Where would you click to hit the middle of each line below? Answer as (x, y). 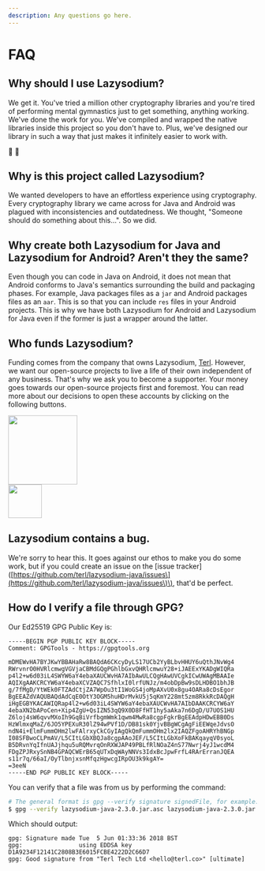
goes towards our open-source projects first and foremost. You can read (126, 388)
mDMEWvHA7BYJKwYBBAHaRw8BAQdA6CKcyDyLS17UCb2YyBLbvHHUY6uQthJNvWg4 (121, 662)
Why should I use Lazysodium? (86, 84)
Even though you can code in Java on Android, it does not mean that (119, 276)
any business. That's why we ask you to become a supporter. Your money (128, 379)
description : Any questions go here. (70, 15)
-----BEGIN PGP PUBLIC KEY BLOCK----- (72, 641)
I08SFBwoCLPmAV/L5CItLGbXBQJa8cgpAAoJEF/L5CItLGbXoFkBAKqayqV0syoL (121, 738)
